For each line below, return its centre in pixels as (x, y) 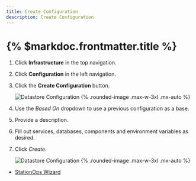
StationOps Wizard (38, 172)
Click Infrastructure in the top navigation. (65, 63)
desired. (25, 138)
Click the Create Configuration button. (62, 86)
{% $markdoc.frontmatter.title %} (92, 46)
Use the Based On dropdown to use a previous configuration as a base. (102, 109)
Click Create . (30, 149)
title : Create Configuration (42, 12)
